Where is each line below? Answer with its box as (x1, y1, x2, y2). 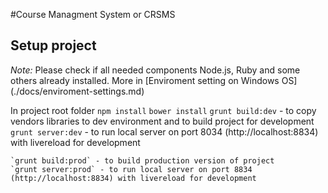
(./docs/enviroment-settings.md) (10, 85, 145, 97)
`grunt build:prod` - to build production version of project (10, 155, 275, 166)
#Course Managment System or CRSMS (10, 9, 176, 20)
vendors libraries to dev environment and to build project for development (10, 115, 315, 127)
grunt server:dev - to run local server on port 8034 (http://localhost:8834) (10, 125, 319, 138)
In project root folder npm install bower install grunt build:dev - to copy (10, 104, 317, 116)
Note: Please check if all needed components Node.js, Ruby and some (10, 64, 301, 76)
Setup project (10, 37, 97, 54)
